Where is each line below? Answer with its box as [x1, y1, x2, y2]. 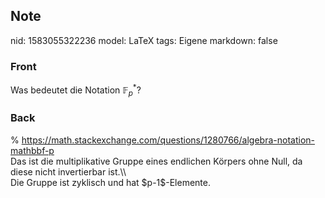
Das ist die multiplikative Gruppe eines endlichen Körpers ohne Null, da [10, 155, 303, 167]
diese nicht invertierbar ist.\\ [10, 165, 127, 178]
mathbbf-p [10, 144, 55, 156]
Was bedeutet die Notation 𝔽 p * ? [10, 82, 142, 98]
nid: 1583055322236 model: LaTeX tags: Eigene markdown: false [10, 34, 278, 46]
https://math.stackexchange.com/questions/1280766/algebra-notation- [21, 134, 315, 146]
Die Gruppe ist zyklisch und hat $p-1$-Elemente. [10, 176, 211, 188]
